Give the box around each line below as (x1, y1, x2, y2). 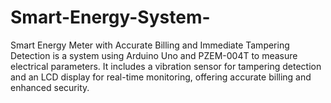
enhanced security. (10, 81, 90, 93)
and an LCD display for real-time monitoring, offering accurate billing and (10, 71, 312, 83)
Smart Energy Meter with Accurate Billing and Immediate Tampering (10, 39, 290, 51)
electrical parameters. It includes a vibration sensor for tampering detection (10, 60, 322, 72)
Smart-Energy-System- (10, 6, 211, 29)
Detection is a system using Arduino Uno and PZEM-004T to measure (10, 49, 298, 61)
